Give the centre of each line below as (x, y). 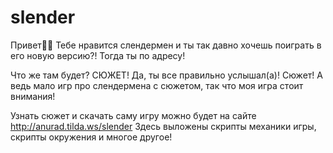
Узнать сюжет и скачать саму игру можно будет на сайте (133, 115)
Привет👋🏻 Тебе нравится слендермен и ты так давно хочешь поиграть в (166, 45)
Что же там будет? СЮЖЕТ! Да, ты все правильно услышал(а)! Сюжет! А (166, 75)
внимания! (33, 96)
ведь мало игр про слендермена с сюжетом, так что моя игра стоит (157, 85)
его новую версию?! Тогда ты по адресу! (98, 55)
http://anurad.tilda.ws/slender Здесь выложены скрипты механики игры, (163, 126)
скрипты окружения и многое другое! (91, 137)
